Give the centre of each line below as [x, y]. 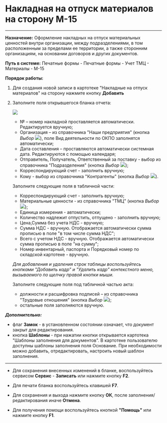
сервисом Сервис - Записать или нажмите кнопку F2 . [71, 376]
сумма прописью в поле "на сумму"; [59, 244]
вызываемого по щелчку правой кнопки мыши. [63, 275]
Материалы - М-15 [25, 68]
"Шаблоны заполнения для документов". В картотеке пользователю [85, 340]
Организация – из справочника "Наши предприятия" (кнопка [85, 132]
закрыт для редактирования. [43, 329]
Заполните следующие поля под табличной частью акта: [73, 284]
